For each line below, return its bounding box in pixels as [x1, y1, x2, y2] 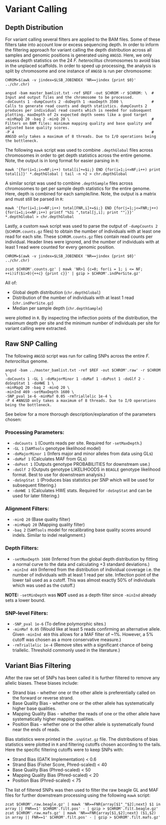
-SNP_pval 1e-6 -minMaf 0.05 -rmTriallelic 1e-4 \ [5, 393, 112, 399]
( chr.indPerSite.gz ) [12, 300, 54, 306]
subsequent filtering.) [12, 482, 56, 488]
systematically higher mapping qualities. [12, 716, 95, 722]
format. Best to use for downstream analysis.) [12, 472, 106, 478]
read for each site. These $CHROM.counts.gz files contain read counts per [5, 234, 153, 239]
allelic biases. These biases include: [5, 680, 79, 686]
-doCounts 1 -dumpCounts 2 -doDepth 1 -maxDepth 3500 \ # [5, 99, 154, 104]
